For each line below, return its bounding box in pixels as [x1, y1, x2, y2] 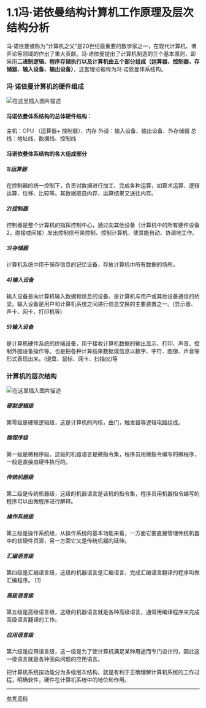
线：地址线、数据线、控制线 [6, 135, 77, 142]
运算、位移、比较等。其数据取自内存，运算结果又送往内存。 [6, 189, 157, 197]
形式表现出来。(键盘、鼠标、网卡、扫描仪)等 [6, 355, 118, 362]
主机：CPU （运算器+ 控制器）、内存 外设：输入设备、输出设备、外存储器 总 [6, 127, 197, 135]
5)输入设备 [6, 323, 34, 330]
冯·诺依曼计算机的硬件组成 [6, 82, 84, 91]
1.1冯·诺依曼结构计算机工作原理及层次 [6, 6, 194, 20]
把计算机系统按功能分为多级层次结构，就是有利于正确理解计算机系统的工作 [6, 668, 194, 676]
